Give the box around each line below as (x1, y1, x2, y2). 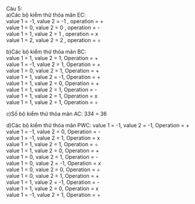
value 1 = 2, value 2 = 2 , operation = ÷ (6, 37, 101, 43)
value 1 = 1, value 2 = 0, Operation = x (6, 185, 99, 192)
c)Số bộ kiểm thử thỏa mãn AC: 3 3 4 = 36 (6, 110, 107, 117)
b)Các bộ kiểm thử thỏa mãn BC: (6, 48, 86, 55)
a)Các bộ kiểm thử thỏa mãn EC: (6, 11, 86, 18)
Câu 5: (6, 5, 23, 12)
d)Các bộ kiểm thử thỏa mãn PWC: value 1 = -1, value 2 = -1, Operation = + (6, 122, 190, 128)
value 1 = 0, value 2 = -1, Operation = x (6, 160, 101, 167)
